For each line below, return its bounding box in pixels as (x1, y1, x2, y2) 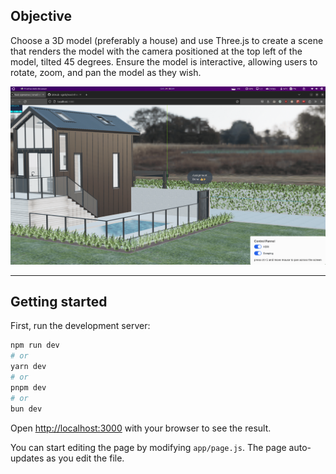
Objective (10, 8, 73, 25)
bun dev (10, 404, 43, 414)
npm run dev (10, 340, 60, 351)
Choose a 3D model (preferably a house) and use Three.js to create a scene (10, 34, 324, 46)
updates (10, 452, 45, 464)
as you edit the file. (46, 452, 125, 464)
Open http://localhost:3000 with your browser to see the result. (10, 422, 272, 434)
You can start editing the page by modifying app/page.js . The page (10, 441, 287, 453)
